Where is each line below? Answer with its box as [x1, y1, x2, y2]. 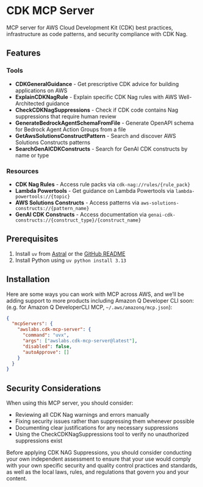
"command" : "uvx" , [22, 332, 69, 339]
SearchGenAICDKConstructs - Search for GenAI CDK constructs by [15, 145, 188, 153]
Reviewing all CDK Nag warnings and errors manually [15, 411, 149, 419]
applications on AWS [15, 87, 68, 94]
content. [6, 475, 27, 482]
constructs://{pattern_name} [15, 205, 90, 211]
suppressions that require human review [15, 112, 117, 120]
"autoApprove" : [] [22, 349, 69, 355]
